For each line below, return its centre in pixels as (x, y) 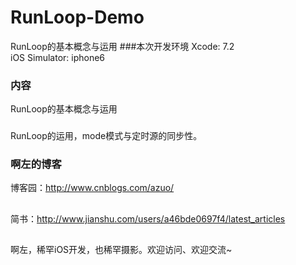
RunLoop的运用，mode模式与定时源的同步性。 (106, 136)
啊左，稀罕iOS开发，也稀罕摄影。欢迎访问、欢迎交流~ (121, 250)
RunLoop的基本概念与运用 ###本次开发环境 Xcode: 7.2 (122, 46)
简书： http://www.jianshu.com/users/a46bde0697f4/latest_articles (148, 218)
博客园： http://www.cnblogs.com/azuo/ (92, 188)
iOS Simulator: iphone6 (58, 57)
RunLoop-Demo (77, 17)
